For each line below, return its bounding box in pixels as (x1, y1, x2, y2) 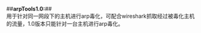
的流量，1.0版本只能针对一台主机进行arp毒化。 (6, 20, 124, 27)
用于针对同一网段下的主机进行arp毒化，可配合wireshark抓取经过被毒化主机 (6, 12, 195, 20)
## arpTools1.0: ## (6, 5, 52, 12)
